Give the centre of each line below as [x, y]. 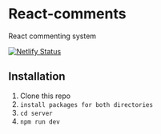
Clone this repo [45, 96]
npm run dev [40, 122]
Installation [37, 77]
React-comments [67, 14]
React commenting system [52, 36]
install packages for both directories [87, 104]
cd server [36, 113]
